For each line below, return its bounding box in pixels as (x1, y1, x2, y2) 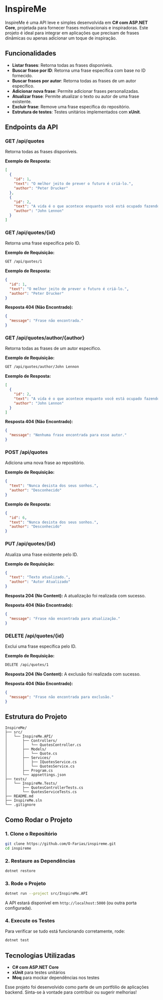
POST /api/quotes (5, 449, 48, 455)
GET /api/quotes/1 (5, 259, 42, 264)
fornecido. (12, 72, 33, 79)
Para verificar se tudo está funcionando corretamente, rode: (5, 928, 125, 934)
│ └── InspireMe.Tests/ (5, 781, 57, 786)
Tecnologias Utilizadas (5, 951, 76, 959)
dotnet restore (5, 868, 36, 873)
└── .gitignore (5, 802, 36, 807)
